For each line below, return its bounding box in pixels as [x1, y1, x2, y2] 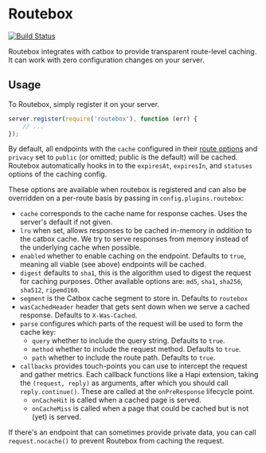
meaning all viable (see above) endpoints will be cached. [19, 260, 207, 270]
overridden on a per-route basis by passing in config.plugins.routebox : [8, 193, 244, 203]
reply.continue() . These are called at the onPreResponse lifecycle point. [19, 387, 255, 396]
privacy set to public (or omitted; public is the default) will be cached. [8, 152, 238, 162]
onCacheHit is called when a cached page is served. [31, 396, 201, 405]
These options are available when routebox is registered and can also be [8, 185, 247, 195]
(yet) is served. [31, 412, 82, 422]
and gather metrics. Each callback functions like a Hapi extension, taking [19, 370, 259, 380]
